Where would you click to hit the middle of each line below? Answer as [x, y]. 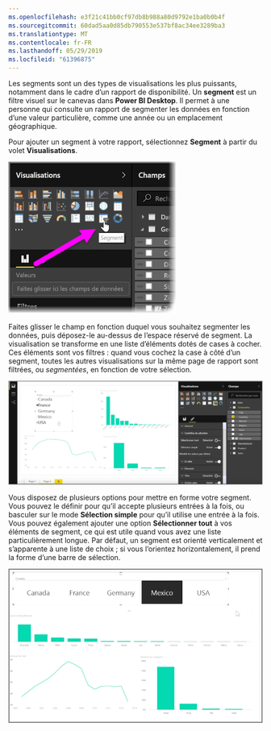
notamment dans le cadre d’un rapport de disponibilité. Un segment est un [132, 92]
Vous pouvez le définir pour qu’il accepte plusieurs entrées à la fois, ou [126, 506]
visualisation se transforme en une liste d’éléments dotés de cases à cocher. [135, 344]
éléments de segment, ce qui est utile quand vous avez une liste [115, 532]
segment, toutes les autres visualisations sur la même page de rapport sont [133, 361]
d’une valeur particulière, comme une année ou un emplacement [116, 118]
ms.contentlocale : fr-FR [50, 43]
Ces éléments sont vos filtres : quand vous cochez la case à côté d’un [125, 352]
